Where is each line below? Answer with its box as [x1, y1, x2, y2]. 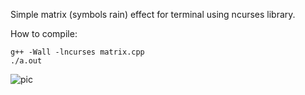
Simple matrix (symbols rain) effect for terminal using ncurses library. [10, 9, 296, 20]
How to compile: [10, 28, 78, 39]
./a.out [10, 56, 43, 66]
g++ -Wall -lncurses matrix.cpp [10, 47, 145, 57]
